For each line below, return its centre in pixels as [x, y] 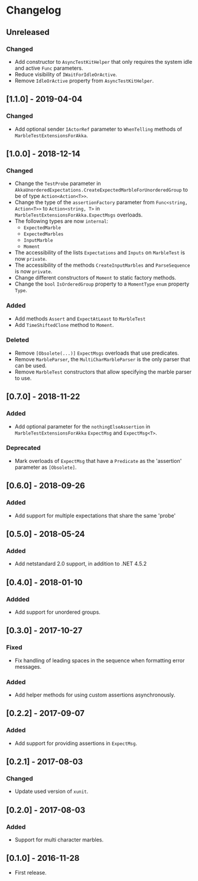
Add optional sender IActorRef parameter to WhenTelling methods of [98, 129]
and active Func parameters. [49, 68]
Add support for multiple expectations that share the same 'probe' [95, 516]
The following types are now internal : [61, 221]
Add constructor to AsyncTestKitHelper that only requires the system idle [103, 61]
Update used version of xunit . [51, 791]
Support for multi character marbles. [59, 840]
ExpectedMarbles [43, 234]
